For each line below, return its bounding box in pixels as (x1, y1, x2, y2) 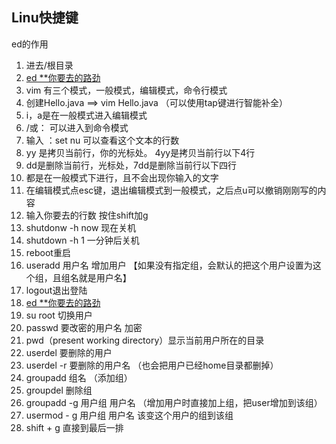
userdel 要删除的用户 (25, 346, 113, 358)
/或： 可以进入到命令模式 (25, 121, 129, 133)
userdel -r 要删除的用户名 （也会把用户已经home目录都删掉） (25, 359, 279, 371)
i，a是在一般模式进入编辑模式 (25, 109, 148, 121)
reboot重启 (25, 246, 71, 258)
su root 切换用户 (25, 309, 93, 321)
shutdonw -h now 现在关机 (25, 221, 137, 233)
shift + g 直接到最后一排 (25, 421, 124, 433)
